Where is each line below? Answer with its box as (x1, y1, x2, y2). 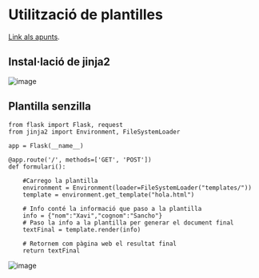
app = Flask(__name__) (8, 141, 84, 149)
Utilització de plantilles (8, 6, 164, 24)
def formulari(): (8, 162, 66, 171)
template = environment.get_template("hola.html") (22, 190, 195, 199)
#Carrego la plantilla (22, 177, 98, 185)
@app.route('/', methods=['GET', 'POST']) (8, 156, 152, 164)
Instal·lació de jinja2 (8, 55, 110, 69)
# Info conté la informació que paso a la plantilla (22, 205, 202, 212)
